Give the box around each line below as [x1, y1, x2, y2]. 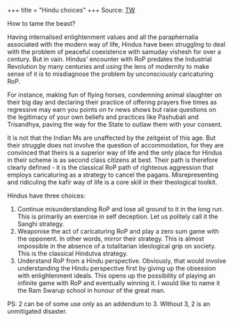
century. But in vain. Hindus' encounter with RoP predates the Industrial [7, 55, 212, 63]
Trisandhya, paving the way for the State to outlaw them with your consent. [7, 120, 223, 128]
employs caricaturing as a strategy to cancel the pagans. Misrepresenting [7, 170, 219, 179]
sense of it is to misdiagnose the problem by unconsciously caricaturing [7, 70, 214, 78]
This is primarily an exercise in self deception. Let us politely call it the [17, 212, 218, 220]
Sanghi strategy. [17, 220, 65, 228]
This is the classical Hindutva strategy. [17, 250, 129, 257]
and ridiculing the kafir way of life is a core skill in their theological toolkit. [7, 178, 218, 186]
